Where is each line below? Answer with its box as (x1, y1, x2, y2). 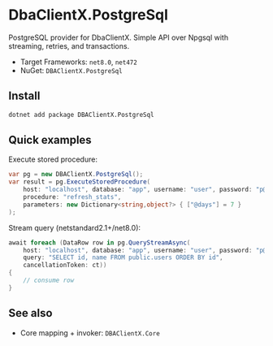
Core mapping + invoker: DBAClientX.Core (19, 327, 160, 338)
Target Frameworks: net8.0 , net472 (19, 57, 138, 67)
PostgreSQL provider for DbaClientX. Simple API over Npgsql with (8, 32, 229, 42)
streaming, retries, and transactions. (8, 41, 130, 50)
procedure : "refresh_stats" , (23, 193, 122, 201)
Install (8, 89, 41, 103)
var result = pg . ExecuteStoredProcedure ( (8, 178, 151, 186)
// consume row (23, 276, 75, 285)
